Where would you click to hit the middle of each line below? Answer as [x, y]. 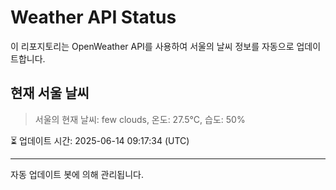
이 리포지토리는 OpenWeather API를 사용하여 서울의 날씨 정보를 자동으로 [152, 46]
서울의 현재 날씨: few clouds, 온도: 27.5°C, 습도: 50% [140, 119]
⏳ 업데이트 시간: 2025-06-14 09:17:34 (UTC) [100, 140]
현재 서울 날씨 [50, 93]
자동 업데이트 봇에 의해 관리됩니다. [77, 174]
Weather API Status [93, 17]
